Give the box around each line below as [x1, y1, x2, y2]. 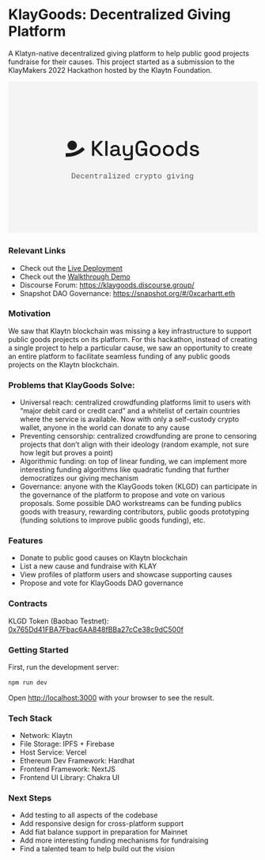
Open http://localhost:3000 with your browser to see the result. [8, 693, 215, 702]
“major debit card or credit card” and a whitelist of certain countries [19, 406, 240, 416]
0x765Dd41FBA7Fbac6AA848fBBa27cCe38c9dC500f [8, 624, 184, 634]
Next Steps [8, 793, 52, 804]
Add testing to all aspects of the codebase [19, 810, 158, 820]
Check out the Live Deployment [19, 263, 123, 272]
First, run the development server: [8, 663, 119, 672]
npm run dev [8, 679, 47, 687]
